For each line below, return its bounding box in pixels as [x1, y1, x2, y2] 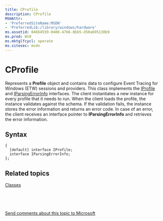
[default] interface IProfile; [9, 148, 73, 153]
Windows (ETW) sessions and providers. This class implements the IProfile [5, 85, 155, 91]
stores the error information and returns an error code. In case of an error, [5, 106, 153, 112]
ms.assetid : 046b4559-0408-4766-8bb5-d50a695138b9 [5, 30, 110, 34]
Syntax [5, 130, 27, 138]
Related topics [5, 169, 50, 177]
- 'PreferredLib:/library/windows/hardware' [5, 25, 97, 30]
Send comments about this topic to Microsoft [5, 210, 96, 216]
